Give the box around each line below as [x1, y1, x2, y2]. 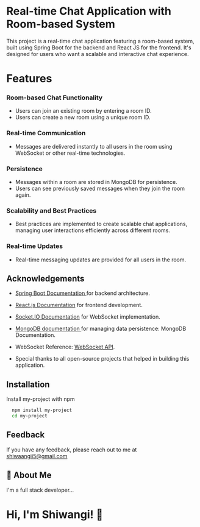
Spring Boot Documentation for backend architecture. [15, 289, 151, 297]
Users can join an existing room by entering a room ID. [15, 107, 152, 115]
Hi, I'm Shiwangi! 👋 [6, 508, 104, 522]
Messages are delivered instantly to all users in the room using [15, 143, 173, 150]
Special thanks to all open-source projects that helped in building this [15, 355, 190, 363]
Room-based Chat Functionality [6, 93, 103, 102]
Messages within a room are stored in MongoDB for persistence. [15, 179, 178, 186]
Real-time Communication [6, 129, 86, 138]
